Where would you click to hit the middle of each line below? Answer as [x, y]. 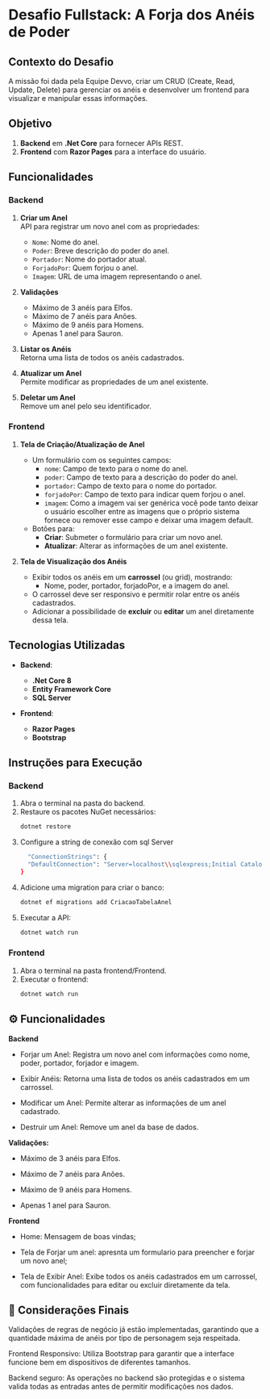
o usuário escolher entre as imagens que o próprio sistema [142, 511]
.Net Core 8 [52, 681]
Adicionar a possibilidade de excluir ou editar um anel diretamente [143, 611]
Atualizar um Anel [51, 373]
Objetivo [30, 124]
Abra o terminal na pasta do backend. [82, 803]
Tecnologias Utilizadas [67, 645]
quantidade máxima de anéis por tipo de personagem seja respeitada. [124, 1338]
